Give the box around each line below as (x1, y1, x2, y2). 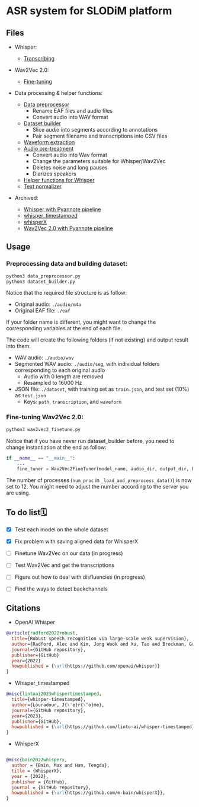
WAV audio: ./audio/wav (14, 354, 74, 361)
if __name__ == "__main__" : (6, 455, 76, 461)
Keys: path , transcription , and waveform (23, 398, 122, 406)
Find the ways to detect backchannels (14, 585, 108, 592)
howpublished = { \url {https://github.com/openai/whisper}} (11, 663, 161, 669)
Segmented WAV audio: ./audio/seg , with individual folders (14, 361, 160, 368)
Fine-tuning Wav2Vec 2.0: (6, 413, 84, 422)
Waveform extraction (23, 139, 75, 146)
